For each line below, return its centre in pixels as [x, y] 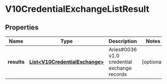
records [118, 74]
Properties [22, 27]
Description [123, 41]
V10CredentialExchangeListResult [77, 9]
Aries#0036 [123, 49]
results [16, 62]
